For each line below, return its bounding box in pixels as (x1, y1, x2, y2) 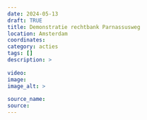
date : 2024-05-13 (7, 10, 59, 18)
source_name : (7, 96, 46, 103)
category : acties (7, 43, 59, 50)
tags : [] (7, 50, 33, 57)
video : (7, 69, 27, 76)
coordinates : (7, 37, 46, 44)
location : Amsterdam (7, 30, 69, 37)
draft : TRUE (7, 17, 42, 24)
